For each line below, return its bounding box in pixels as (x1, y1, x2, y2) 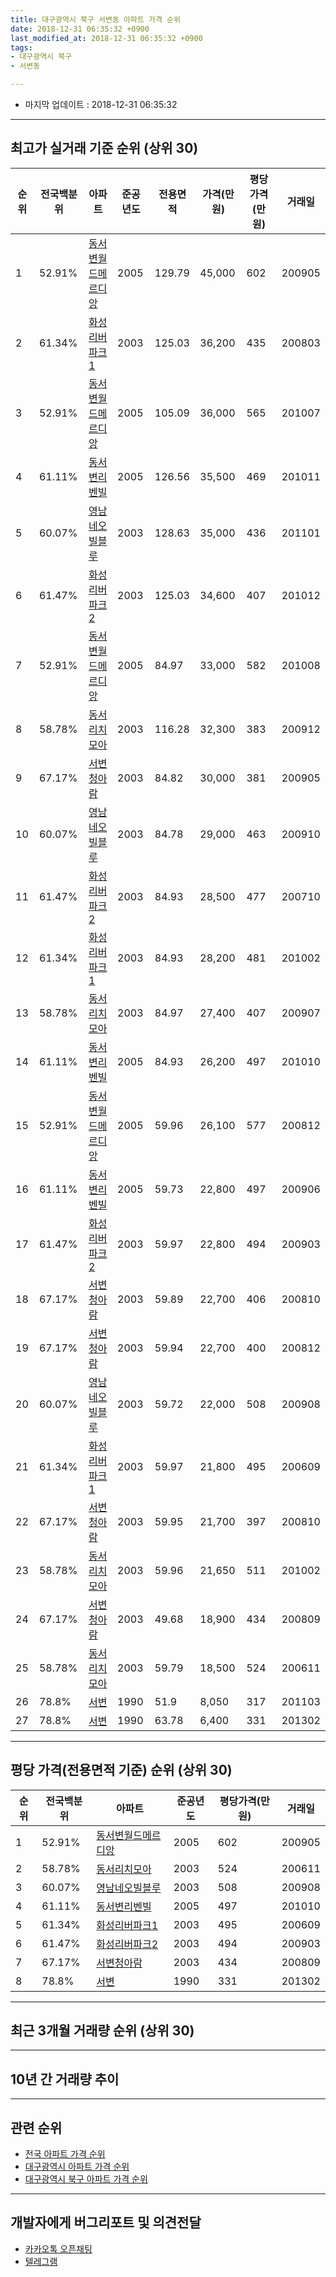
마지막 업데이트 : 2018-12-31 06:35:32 (24, 99, 178, 110)
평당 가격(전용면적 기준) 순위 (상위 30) (10, 1762, 233, 1779)
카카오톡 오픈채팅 (24, 2242, 93, 2255)
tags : (10, 42, 33, 53)
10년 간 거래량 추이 (10, 2071, 120, 2088)
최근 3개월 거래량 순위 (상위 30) (10, 2022, 195, 2040)
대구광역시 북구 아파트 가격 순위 (24, 2173, 148, 2185)
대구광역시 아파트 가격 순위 (24, 2161, 130, 2173)
